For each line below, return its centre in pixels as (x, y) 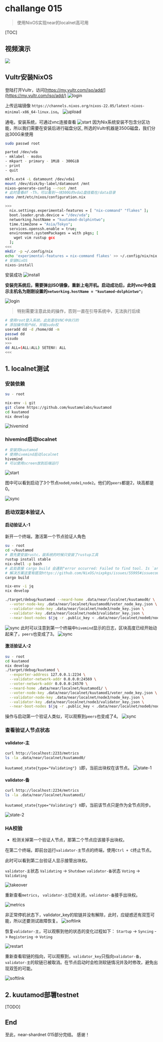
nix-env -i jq (19, 586)
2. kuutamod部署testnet (42, 995)
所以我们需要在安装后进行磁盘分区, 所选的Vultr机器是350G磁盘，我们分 (84, 128)
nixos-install (19, 265)
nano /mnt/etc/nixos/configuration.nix (45, 197)
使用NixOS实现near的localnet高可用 (53, 22)
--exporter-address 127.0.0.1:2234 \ (48, 675)
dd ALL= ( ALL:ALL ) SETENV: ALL (36, 348)
